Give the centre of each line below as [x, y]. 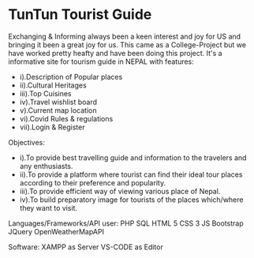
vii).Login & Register [52, 127]
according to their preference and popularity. [93, 182]
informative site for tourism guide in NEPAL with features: [101, 62]
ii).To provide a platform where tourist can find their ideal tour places [131, 174]
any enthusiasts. [46, 166]
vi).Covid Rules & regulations [66, 118]
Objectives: [26, 142]
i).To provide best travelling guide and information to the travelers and [133, 157]
